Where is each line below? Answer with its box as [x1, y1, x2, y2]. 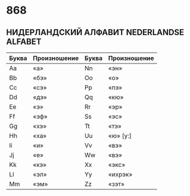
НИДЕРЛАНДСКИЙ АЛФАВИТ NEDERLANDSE [6, 27, 185, 37]
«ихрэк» [108, 170, 133, 178]
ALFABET [6, 36, 42, 46]
